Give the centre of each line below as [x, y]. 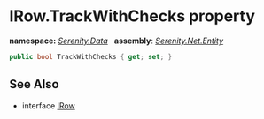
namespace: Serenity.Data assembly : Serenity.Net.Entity [116, 41]
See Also [34, 84]
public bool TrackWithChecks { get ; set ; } [91, 56]
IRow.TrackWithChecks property [132, 16]
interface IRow [48, 105]
